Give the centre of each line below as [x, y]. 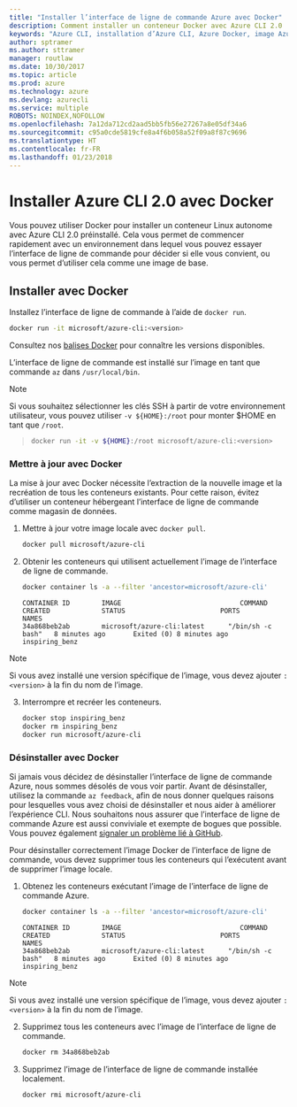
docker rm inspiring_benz [69, 726]
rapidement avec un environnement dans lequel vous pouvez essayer [136, 244]
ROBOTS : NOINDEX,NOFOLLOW [57, 116]
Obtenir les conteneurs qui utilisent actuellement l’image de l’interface [149, 562]
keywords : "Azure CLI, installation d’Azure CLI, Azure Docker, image [142, 34]
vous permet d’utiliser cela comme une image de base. [109, 263]
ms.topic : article [43, 75]
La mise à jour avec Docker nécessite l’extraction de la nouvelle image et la [146, 483]
